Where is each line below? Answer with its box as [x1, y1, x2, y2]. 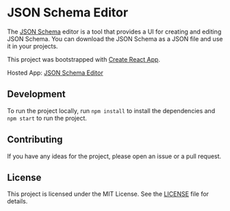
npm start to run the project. [7, 114, 88, 122]
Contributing [7, 134, 63, 145]
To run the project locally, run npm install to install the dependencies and [7, 106, 216, 114]
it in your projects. [7, 42, 58, 50]
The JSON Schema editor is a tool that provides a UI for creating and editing [7, 27, 222, 36]
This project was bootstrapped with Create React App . [7, 55, 161, 63]
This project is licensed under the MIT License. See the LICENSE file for [7, 190, 209, 198]
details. [7, 197, 28, 206]
